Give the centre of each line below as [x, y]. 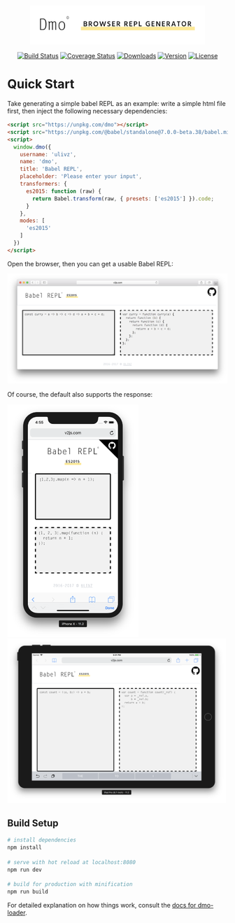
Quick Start [41, 84]
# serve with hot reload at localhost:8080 [72, 862]
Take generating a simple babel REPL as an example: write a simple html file [116, 104]
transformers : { [44, 184]
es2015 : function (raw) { [63, 191]
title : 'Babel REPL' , [51, 169]
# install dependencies [42, 840]
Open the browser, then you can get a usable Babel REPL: [90, 264]
